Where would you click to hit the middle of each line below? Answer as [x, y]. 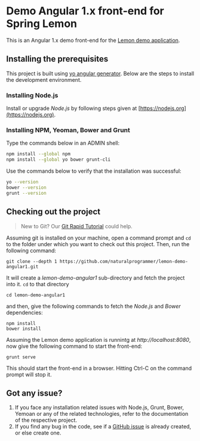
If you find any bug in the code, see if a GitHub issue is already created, [103, 427]
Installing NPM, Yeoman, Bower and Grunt [68, 130]
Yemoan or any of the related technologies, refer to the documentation [101, 414]
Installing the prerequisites [57, 59]
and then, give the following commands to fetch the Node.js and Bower [93, 306]
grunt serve [21, 357]
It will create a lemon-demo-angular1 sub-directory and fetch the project [96, 278]
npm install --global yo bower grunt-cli [59, 160]
